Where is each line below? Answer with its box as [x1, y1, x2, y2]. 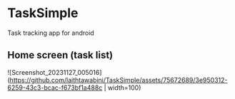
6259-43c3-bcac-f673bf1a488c [7, 83, 103, 92]
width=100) [107, 83, 141, 92]
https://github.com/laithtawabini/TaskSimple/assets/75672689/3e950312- [9, 75, 228, 84]
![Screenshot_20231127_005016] [7, 68, 102, 76]
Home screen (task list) [7, 49, 114, 61]
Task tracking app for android [7, 28, 94, 37]
